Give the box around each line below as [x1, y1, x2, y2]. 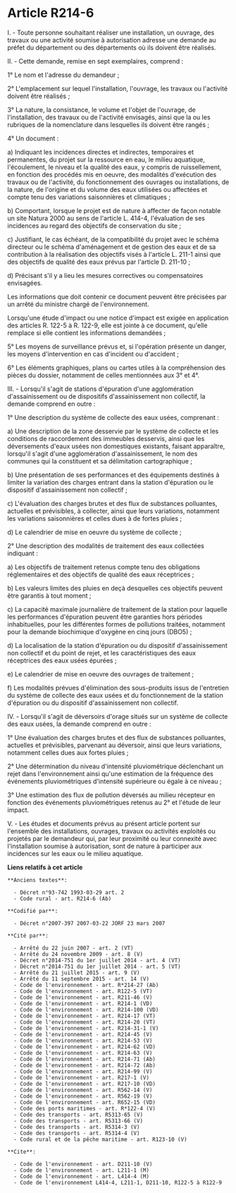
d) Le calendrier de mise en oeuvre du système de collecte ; [7, 528, 182, 536]
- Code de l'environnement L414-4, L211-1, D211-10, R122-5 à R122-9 [13, 1179, 222, 1186]
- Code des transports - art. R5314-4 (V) [13, 1130, 140, 1137]
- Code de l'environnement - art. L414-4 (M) [13, 1173, 150, 1180]
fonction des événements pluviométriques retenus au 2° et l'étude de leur [7, 798, 221, 806]
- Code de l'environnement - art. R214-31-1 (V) [13, 1024, 159, 1031]
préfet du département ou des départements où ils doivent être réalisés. [7, 43, 216, 52]
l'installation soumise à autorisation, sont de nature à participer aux [7, 842, 202, 850]
